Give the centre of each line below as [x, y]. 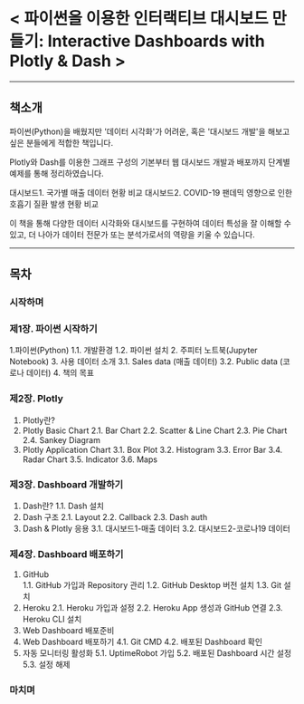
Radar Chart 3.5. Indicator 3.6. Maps [90, 459]
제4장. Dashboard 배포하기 [66, 554]
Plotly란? [39, 420]
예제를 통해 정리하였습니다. [57, 173]
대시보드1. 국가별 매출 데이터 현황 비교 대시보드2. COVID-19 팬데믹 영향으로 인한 [151, 192]
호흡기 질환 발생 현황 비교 [54, 204]
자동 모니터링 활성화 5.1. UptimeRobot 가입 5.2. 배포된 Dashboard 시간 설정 [157, 653]
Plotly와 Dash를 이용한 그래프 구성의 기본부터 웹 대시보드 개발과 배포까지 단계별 [150, 162]
